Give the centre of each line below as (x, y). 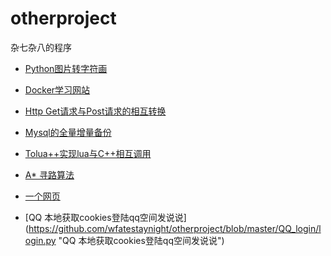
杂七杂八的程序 (41, 47)
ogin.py (40, 240)
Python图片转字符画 (66, 68)
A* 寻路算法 (49, 174)
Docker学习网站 (57, 89)
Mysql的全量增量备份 (68, 132)
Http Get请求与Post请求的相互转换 (95, 111)
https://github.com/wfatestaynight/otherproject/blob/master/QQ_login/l (175, 228)
